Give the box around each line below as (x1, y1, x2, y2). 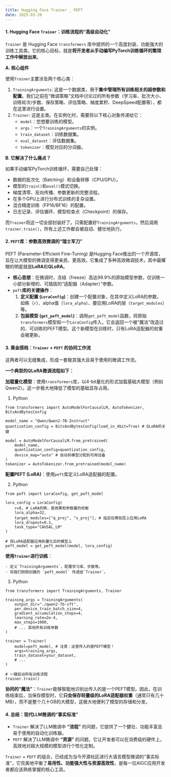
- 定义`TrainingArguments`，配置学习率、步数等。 (5, 564, 103, 569)
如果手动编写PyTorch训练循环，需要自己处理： (5, 166, 103, 172)
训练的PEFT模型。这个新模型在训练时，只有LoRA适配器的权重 (34, 325, 163, 331)
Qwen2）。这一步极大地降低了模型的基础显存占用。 (5, 385, 112, 391)
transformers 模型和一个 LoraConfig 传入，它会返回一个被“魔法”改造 (20, 319, 159, 325)
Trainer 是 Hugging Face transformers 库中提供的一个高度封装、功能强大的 (5, 41, 163, 47)
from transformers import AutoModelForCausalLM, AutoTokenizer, (5, 405, 145, 410)
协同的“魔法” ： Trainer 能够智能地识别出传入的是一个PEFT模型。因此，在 (5, 686, 158, 692)
